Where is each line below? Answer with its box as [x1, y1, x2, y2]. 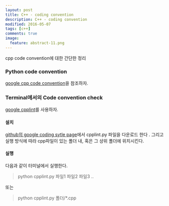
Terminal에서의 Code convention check [5, 94, 103, 101]
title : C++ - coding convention [5, 12, 74, 17]
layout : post [5, 7, 33, 13]
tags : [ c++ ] [5, 26, 30, 31]
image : [5, 36, 19, 41]
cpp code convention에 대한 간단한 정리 [5, 55, 86, 61]
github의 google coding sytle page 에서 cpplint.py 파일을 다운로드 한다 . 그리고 [5, 131, 164, 138]
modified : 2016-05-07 [5, 21, 51, 27]
